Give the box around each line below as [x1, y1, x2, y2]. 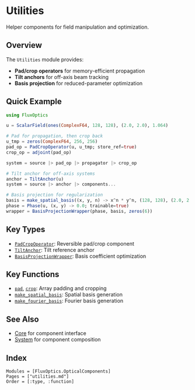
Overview [6, 40, 43, 50]
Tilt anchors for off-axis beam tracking [14, 73, 109, 80]
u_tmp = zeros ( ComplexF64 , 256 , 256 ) [6, 139, 98, 144]
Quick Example [6, 96, 62, 106]
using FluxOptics [6, 112, 48, 118]
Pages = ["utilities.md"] [6, 374, 69, 379]
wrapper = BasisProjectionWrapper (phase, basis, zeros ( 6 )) [6, 208, 153, 214]
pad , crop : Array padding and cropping [14, 285, 107, 292]
